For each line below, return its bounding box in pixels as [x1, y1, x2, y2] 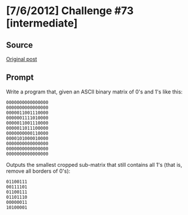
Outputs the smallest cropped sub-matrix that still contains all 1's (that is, [6, 161, 182, 168]
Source [6, 40, 33, 50]
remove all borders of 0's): [6, 167, 70, 174]
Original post [6, 56, 37, 62]
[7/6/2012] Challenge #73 [6, 4, 134, 18]
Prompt [6, 72, 34, 83]
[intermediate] [6, 16, 78, 30]
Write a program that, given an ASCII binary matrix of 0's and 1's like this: [6, 88, 183, 95]
